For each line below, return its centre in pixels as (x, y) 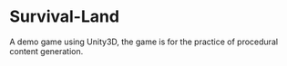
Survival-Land (65, 17)
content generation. (46, 51)
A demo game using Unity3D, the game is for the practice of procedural (144, 42)
